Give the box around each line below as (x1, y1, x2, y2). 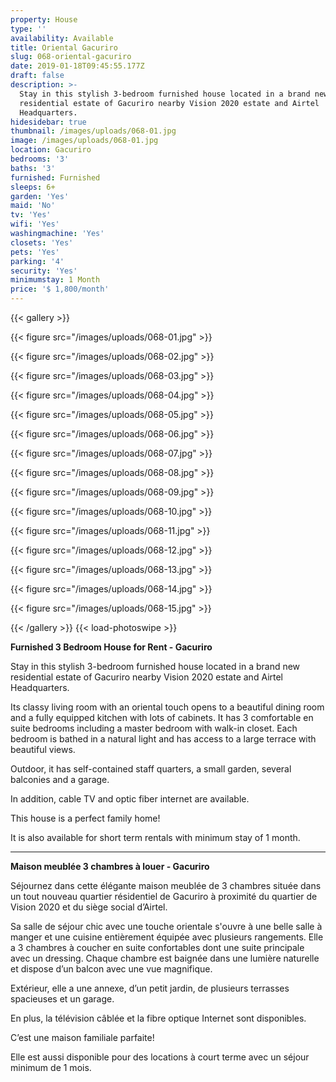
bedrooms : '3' (10, 154, 70, 164)
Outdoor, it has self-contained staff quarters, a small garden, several (10, 763, 292, 775)
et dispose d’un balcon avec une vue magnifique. (10, 963, 213, 975)
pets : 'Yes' (10, 247, 60, 257)
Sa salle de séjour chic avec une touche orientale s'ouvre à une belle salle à (10, 921, 323, 932)
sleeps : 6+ (10, 182, 56, 192)
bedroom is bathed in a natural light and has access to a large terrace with (10, 733, 317, 745)
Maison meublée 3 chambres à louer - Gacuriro (10, 861, 210, 872)
